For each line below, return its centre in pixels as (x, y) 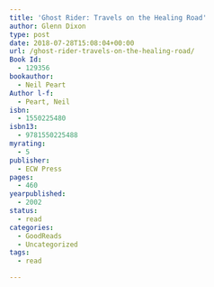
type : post (30, 34)
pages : (22, 177)
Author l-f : (31, 93)
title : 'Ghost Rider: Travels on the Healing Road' (108, 18)
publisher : (30, 160)
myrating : (28, 143)
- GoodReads (40, 236)
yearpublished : (38, 194)
